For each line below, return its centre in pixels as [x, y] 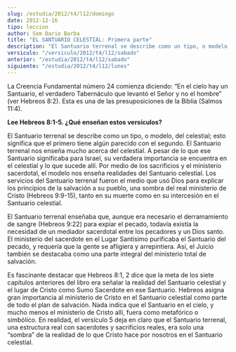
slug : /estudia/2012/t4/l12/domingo [61, 14]
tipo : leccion [28, 27]
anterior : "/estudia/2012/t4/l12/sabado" [69, 60]
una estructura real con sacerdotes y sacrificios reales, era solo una [106, 327]
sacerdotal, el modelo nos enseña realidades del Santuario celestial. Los [112, 173]
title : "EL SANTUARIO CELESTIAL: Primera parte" [80, 40]
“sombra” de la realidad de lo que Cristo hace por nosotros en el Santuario [115, 334]
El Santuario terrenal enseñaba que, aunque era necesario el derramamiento [118, 216]
